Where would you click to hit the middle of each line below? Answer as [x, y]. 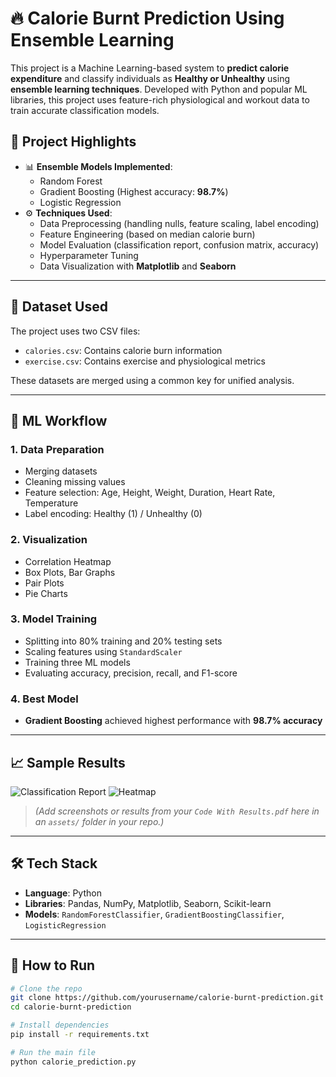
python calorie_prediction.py [73, 1062]
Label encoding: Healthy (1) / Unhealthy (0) [113, 514]
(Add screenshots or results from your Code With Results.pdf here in [177, 811]
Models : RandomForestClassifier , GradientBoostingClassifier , [154, 914]
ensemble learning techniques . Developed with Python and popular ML [159, 89]
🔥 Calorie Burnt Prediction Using [147, 18]
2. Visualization [49, 540]
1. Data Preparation [57, 449]
